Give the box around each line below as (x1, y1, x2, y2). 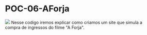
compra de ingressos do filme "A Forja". (5, 25, 85, 30)
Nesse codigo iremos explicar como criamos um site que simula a (11, 19, 143, 25)
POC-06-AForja (5, 3, 70, 14)
